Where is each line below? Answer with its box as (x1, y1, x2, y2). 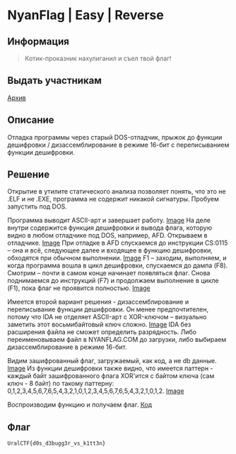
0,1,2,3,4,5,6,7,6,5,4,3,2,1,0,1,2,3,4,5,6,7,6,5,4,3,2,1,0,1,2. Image (7, 387, 184, 395)
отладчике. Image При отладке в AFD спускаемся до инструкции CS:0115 (7, 238, 228, 248)
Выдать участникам (7, 74, 102, 87)
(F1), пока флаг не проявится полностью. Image (7, 284, 151, 292)
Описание (7, 114, 54, 126)
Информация (7, 35, 69, 48)
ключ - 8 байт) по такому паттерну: (7, 380, 114, 388)
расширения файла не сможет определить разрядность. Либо (7, 328, 196, 336)
